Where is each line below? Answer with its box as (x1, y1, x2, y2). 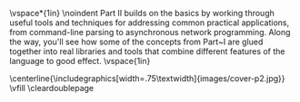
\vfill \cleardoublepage (9, 83, 95, 93)
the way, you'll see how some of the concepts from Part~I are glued (9, 36, 264, 47)
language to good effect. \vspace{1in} (9, 56, 151, 66)
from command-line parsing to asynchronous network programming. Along (9, 27, 291, 37)
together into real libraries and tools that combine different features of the (9, 46, 285, 57)
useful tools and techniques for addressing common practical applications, (9, 17, 290, 28)
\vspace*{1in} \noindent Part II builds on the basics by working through (9, 8, 275, 18)
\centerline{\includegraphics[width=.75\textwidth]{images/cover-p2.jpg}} (9, 73, 285, 84)
